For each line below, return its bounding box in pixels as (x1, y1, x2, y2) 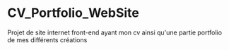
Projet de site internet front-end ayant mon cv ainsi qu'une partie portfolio (7, 28, 223, 37)
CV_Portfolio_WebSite (7, 5, 140, 21)
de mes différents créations (7, 35, 88, 44)
